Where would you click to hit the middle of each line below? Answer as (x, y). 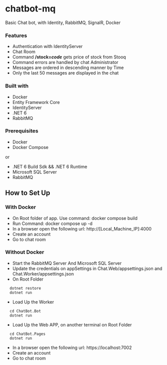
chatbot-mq (30, 9)
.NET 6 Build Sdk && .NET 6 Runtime (50, 166)
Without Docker (25, 252)
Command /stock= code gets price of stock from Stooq (69, 57)
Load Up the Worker (33, 302)
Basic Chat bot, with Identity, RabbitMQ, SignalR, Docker (63, 22)
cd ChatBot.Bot (25, 311)
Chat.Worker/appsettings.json (43, 273)
